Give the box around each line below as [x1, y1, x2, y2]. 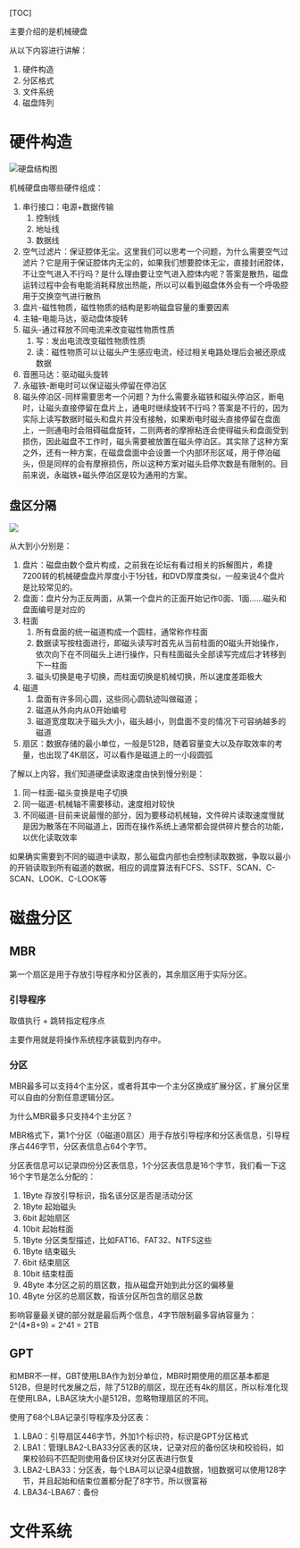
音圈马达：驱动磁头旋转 [21, 368, 109, 379]
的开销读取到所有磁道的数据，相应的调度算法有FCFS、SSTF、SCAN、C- [9, 862, 276, 872]
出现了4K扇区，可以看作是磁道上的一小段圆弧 [46, 749, 213, 760]
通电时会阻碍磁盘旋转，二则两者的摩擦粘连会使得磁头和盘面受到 [53, 425, 288, 435]
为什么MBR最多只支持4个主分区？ [9, 1111, 134, 1122]
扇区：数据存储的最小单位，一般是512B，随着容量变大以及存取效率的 [21, 737, 275, 749]
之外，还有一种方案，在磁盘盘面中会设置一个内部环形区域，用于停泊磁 [21, 447, 281, 458]
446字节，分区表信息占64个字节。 [24, 1141, 152, 1152]
